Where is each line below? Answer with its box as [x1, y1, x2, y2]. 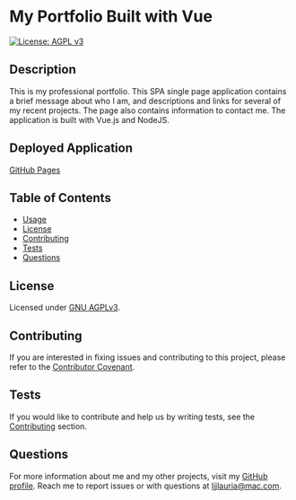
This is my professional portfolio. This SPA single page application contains [9, 85, 287, 96]
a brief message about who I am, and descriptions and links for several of [9, 95, 281, 106]
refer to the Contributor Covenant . [9, 362, 135, 372]
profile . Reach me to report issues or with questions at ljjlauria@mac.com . [9, 480, 283, 491]
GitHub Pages [9, 164, 61, 175]
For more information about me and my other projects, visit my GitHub [9, 470, 268, 481]
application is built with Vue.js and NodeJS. [9, 114, 170, 125]
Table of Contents [9, 190, 112, 206]
